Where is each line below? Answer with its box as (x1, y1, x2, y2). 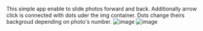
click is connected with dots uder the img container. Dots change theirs (6, 12, 185, 19)
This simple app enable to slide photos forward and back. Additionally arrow (6, 5, 198, 12)
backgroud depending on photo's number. (6, 18, 112, 25)
